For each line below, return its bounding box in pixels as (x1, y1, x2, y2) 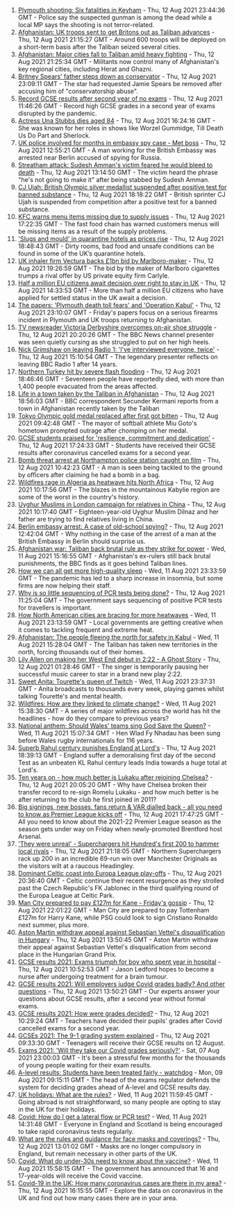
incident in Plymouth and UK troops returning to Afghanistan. (17, 316, 193, 324)
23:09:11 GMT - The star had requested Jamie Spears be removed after (17, 80, 223, 87)
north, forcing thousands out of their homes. (17, 648, 145, 656)
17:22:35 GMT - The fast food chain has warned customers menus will (17, 220, 219, 228)
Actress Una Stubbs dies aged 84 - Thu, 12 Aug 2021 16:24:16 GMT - (17, 117, 216, 124)
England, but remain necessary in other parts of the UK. (17, 1149, 178, 1158)
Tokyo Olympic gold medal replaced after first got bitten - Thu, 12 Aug (17, 412, 219, 419)
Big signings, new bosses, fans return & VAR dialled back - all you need (17, 803, 223, 811)
